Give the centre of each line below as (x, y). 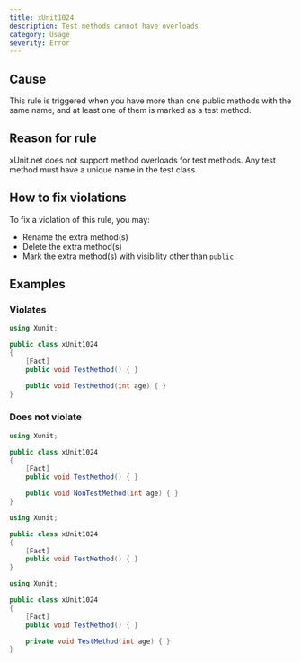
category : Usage (40, 34)
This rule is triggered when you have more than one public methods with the (150, 101)
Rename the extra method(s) (75, 237)
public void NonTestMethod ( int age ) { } (102, 494)
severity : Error (40, 43)
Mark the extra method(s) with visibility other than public (128, 256)
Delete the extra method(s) (72, 246)
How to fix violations (68, 198)
